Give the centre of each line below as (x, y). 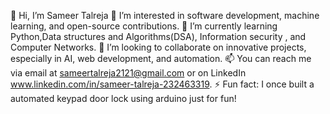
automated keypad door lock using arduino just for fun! (123, 98)
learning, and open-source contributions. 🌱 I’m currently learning (144, 26)
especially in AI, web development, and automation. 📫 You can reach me (161, 58)
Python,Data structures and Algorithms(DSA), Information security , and (158, 36)
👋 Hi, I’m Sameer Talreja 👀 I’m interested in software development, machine (165, 15)
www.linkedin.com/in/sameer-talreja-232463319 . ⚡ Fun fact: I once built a (162, 84)
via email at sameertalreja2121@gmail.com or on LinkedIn (128, 73)
